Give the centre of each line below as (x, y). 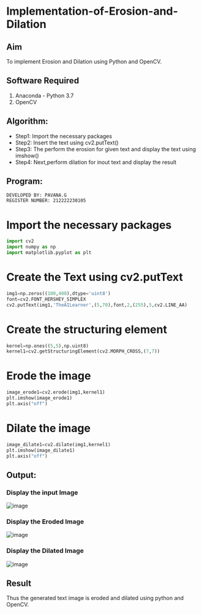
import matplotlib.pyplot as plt (49, 253)
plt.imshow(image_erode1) (39, 398)
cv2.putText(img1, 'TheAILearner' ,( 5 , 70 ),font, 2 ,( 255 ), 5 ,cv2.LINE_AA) (97, 305)
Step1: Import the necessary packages (63, 136)
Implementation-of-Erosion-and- (92, 11)
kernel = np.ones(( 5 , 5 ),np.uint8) (47, 346)
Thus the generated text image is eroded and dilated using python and (95, 598)
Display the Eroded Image (45, 522)
